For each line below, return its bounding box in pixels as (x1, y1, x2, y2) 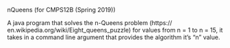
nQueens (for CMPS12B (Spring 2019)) (7, 6, 116, 14)
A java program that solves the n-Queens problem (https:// (7, 19, 172, 26)
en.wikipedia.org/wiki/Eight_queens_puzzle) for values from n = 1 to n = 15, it (7, 26, 223, 34)
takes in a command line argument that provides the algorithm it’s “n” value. (7, 33, 220, 41)
